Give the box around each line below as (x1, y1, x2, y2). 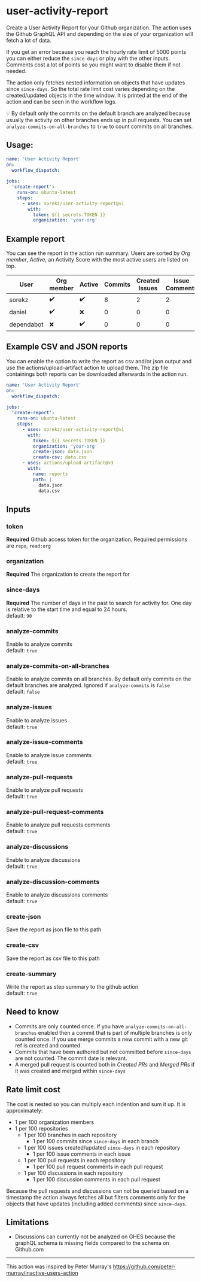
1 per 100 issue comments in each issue (32, 1150, 131, 1158)
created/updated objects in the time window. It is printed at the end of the (6, 92, 187, 99)
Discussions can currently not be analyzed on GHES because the (14, 1233, 176, 1240)
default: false (6, 688, 40, 695)
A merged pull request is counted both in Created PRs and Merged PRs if (14, 1061, 195, 1068)
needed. (6, 67, 27, 74)
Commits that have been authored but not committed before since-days (14, 1048, 191, 1055)
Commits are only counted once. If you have (14, 1022, 124, 1030)
